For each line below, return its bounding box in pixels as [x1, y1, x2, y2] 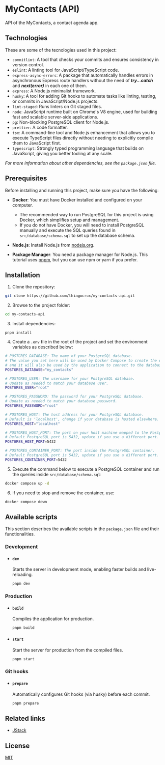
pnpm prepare [12, 701, 39, 706]
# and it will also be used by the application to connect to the [5, 363, 144, 368]
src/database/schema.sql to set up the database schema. [19, 232, 136, 238]
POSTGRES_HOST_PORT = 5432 [5, 439, 56, 444]
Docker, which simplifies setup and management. [19, 217, 119, 223]
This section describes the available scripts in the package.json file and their [5, 526, 160, 532]
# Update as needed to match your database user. [5, 381, 109, 386]
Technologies [5, 34, 48, 42]
